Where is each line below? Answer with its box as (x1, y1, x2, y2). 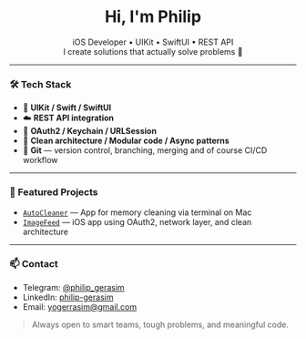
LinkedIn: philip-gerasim (22, 292, 114, 303)
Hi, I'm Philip (104, 6, 202, 27)
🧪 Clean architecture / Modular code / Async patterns (22, 135, 229, 147)
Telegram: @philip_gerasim (22, 282, 125, 293)
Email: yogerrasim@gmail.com (22, 301, 138, 312)
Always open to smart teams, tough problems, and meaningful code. (31, 319, 290, 330)
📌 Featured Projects (9, 186, 98, 199)
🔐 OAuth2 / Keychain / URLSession (22, 126, 158, 137)
